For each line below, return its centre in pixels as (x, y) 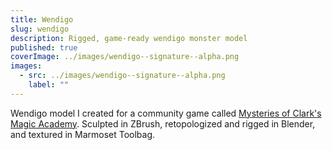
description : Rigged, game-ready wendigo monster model (129, 38)
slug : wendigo (40, 29)
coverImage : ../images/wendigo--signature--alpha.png (125, 57)
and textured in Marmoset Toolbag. (83, 134)
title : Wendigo (42, 19)
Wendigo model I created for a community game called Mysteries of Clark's (166, 113)
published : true (44, 47)
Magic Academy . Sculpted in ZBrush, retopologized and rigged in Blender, (163, 123)
